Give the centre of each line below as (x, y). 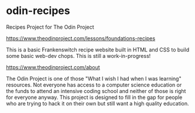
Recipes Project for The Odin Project (50, 27)
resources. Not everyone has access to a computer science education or (94, 85)
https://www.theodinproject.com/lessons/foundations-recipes (81, 38)
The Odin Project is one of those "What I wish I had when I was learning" (94, 78)
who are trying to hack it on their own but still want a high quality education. (97, 103)
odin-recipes (38, 11)
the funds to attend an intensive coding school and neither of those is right (96, 91)
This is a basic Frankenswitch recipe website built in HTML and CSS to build (97, 49)
